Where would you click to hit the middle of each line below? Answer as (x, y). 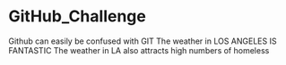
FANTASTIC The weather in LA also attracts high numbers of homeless (139, 50)
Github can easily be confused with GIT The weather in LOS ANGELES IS (143, 41)
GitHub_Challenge (78, 16)
